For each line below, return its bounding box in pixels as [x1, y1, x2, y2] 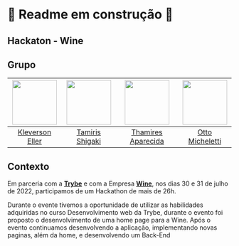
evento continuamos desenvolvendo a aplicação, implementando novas [7, 223, 218, 232]
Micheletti [188, 137, 222, 146]
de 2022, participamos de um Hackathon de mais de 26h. [7, 187, 176, 196]
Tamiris [76, 127, 101, 137]
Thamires [131, 127, 163, 137]
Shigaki [76, 137, 102, 146]
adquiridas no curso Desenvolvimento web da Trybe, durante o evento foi [7, 208, 223, 217]
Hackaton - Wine [7, 35, 84, 47]
